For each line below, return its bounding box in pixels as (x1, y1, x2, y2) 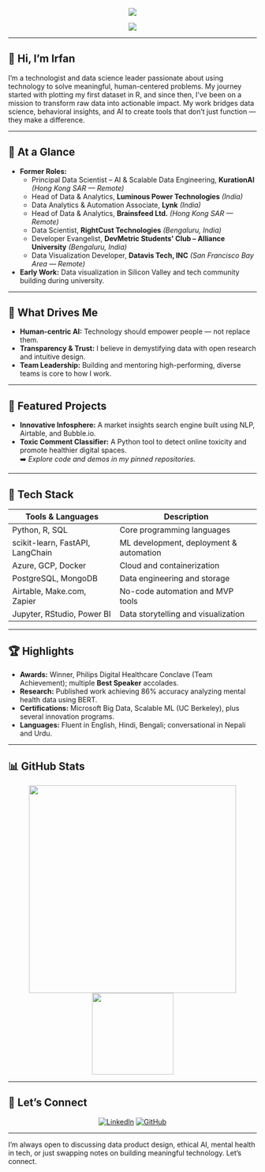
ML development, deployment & (119, 538, 238, 549)
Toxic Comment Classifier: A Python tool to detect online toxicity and (19, 437, 247, 447)
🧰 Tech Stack (8, 487, 74, 501)
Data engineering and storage (119, 573, 230, 584)
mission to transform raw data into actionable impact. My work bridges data (8, 98, 255, 108)
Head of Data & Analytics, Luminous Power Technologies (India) (31, 191, 243, 201)
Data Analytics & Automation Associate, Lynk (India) (31, 200, 201, 210)
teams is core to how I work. (19, 369, 112, 379)
